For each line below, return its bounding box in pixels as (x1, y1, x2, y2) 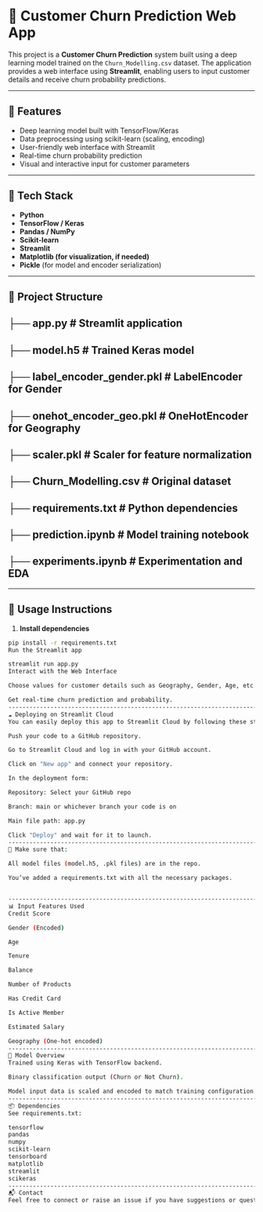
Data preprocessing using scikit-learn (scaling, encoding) (19, 133, 205, 144)
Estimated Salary (8, 1023, 65, 1031)
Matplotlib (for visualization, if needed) (19, 251, 150, 261)
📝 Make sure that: (8, 845, 68, 854)
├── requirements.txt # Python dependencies (8, 502, 239, 515)
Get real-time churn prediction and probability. (8, 696, 174, 704)
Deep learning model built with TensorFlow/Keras (19, 126, 179, 135)
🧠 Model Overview (8, 1052, 65, 1060)
